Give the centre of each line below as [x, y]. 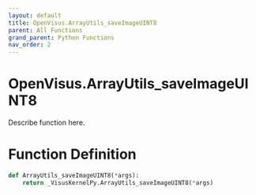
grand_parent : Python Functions [61, 37]
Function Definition [72, 154]
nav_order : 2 [30, 45]
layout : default [35, 15]
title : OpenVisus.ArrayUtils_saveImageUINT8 [83, 23]
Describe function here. [47, 122]
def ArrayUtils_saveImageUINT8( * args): [74, 175]
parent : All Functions [45, 30]
